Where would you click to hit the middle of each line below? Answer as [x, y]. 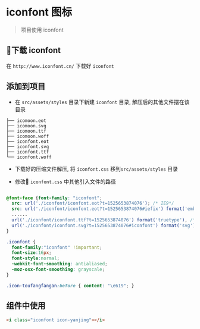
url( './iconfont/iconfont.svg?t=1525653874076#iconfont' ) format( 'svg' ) [104, 225]
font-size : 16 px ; [32, 253]
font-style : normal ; [36, 258]
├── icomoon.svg [26, 126]
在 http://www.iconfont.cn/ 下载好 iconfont [60, 65]
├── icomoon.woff [28, 136]
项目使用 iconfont [42, 30]
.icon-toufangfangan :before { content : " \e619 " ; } [70, 286]
